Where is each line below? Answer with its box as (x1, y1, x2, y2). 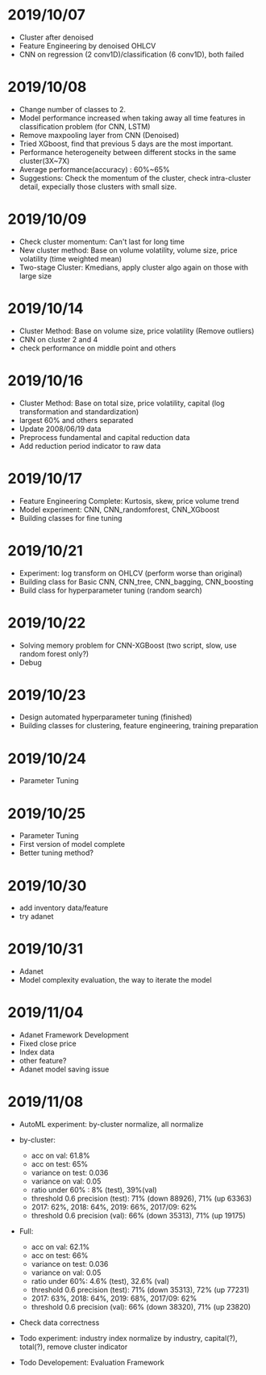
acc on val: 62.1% (31, 1242, 90, 1252)
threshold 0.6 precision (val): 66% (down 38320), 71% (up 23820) (31, 1302, 251, 1312)
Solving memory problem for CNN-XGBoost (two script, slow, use (19, 640, 237, 650)
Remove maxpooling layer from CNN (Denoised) (19, 130, 180, 140)
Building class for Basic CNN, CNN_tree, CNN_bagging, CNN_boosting (19, 576, 254, 586)
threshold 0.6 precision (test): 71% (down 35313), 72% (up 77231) (31, 1285, 250, 1295)
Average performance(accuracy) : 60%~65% (19, 164, 170, 174)
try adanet (19, 912, 54, 921)
